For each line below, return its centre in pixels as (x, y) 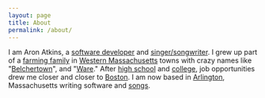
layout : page (30, 15)
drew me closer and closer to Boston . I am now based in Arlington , (117, 77)
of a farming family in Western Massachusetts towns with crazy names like (130, 60)
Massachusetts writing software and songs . (79, 85)
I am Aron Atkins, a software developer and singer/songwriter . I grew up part (133, 53)
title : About (30, 23)
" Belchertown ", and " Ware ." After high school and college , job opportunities (132, 69)
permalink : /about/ (40, 30)
